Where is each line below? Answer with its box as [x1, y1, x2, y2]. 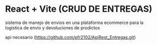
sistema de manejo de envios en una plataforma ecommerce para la [5, 20, 144, 25]
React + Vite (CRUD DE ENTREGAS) [5, 3, 153, 15]
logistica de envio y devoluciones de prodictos [5, 24, 100, 30]
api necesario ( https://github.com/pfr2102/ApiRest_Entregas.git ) [5, 34, 136, 40]
